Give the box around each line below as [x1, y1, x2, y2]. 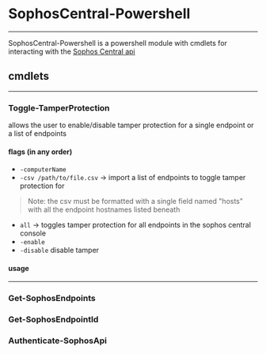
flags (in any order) [8, 147, 73, 156]
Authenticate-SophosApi [8, 335, 107, 346]
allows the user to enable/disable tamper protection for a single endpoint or [8, 120, 255, 130]
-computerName [19, 166, 66, 174]
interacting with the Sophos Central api [8, 47, 136, 56]
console [19, 228, 46, 238]
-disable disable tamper [19, 246, 100, 255]
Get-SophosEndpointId [8, 314, 99, 325]
